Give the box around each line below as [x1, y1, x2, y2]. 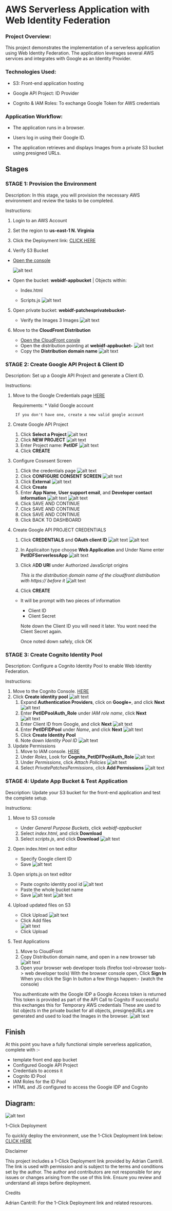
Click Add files [20, 917, 51, 923]
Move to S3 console [12, 814, 55, 821]
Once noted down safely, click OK [20, 638, 92, 645]
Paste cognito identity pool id [20, 881, 83, 887]
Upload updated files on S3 [12, 902, 71, 908]
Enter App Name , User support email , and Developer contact [20, 490, 152, 496]
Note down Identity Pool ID [20, 737, 78, 744]
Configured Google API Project [12, 1062, 78, 1068]
